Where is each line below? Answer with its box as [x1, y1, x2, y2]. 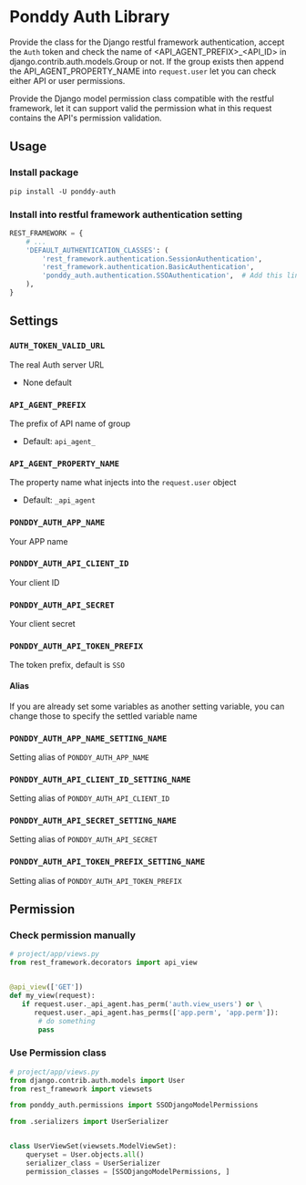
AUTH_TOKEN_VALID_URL [9, 340, 106, 351]
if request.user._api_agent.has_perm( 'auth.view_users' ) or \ [21, 999, 262, 1009]
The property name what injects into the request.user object [9, 477, 237, 488]
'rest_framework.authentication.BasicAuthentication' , [42, 263, 255, 272]
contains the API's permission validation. [9, 112, 162, 123]
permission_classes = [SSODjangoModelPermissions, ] [25, 1167, 230, 1176]
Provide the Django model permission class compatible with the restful [9, 93, 275, 104]
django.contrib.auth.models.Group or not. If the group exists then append [9, 56, 284, 67]
